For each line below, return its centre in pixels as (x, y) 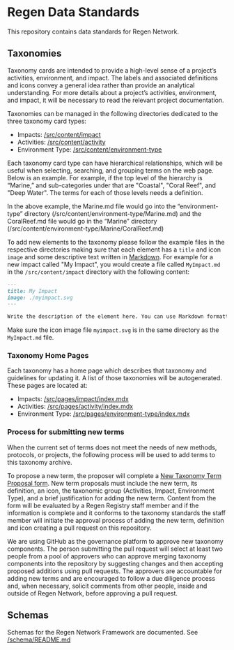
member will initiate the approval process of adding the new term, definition (116, 520)
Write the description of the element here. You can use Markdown (106, 317)
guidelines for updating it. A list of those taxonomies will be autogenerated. (115, 378)
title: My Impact (32, 291)
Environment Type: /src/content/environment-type (89, 149)
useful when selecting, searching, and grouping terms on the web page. (110, 170)
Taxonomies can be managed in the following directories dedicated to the (112, 113)
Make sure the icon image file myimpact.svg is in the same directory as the (113, 330)
